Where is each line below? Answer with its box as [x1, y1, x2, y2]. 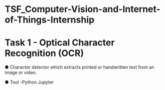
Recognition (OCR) [5, 47, 84, 59]
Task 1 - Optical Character [5, 37, 115, 48]
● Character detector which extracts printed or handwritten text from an [5, 64, 154, 70]
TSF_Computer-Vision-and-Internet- [5, 3, 161, 15]
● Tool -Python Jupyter [5, 79, 54, 85]
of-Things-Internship [5, 14, 95, 25]
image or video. [5, 69, 37, 75]
